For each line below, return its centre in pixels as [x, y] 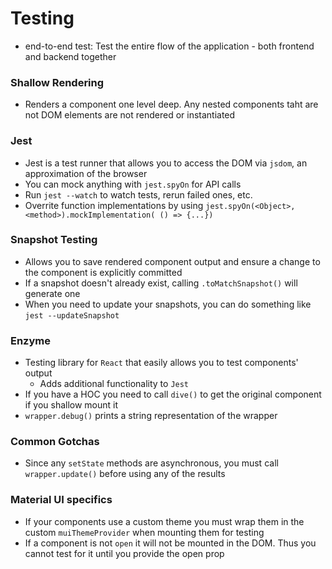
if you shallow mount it [71, 405]
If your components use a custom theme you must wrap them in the [164, 521]
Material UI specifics [61, 500]
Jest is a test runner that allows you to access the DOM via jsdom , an [166, 163]
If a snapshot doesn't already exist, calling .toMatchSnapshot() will [161, 283]
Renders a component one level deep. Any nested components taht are [171, 104]
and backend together [70, 56]
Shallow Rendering [57, 82]
